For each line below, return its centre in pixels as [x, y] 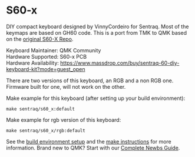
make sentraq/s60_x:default [41, 109]
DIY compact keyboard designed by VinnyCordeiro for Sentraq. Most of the [97, 26]
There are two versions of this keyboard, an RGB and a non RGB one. [90, 81]
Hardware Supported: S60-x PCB [47, 56]
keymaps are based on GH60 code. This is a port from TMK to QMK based [97, 32]
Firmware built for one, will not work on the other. [66, 86]
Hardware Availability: [32, 63]
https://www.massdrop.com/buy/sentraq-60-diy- [120, 63]
